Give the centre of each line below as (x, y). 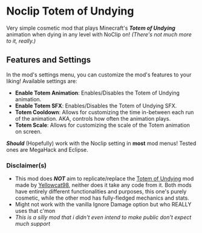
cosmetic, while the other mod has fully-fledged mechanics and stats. (102, 198)
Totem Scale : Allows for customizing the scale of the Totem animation (103, 125)
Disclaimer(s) (27, 165)
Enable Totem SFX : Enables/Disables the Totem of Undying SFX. (96, 106)
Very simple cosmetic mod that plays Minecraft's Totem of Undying (91, 28)
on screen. (28, 131)
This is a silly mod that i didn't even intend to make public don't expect (103, 217)
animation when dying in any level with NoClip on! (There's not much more (99, 34)
